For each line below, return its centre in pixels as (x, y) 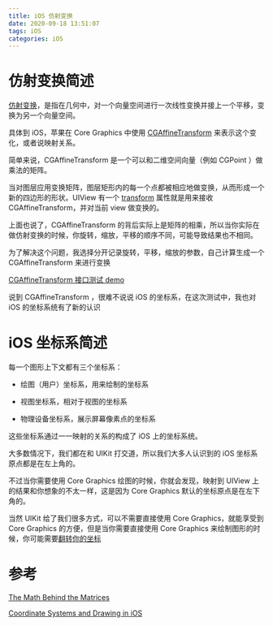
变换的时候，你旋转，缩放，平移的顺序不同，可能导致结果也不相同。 (143, 235)
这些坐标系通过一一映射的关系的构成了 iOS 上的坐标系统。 (105, 436)
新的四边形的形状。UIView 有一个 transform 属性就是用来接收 (111, 198)
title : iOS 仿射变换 (41, 16)
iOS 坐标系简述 (58, 343)
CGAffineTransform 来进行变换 (60, 263)
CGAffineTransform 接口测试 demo (66, 280)
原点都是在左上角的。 (44, 464)
